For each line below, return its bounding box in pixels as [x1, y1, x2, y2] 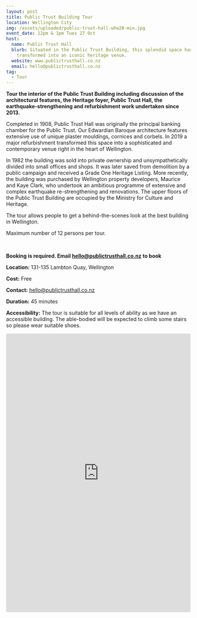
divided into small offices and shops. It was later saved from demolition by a [6, 163, 189, 171]
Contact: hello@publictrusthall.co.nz [6, 286, 95, 294]
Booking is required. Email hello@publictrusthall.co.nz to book [6, 252, 162, 259]
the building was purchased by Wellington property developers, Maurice [6, 176, 181, 183]
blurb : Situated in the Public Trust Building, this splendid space [11, 47, 182, 53]
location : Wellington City [6, 19, 72, 25]
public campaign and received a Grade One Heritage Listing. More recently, [6, 169, 189, 176]
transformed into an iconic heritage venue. [16, 52, 127, 58]
